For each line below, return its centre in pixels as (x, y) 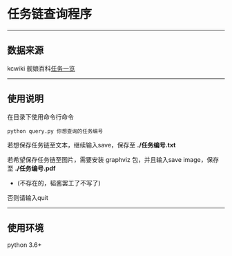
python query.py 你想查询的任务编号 (55, 131)
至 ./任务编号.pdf (31, 168)
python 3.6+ (25, 245)
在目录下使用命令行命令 (40, 117)
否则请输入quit (28, 197)
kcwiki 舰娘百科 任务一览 (41, 68)
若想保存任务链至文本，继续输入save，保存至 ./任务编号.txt (91, 145)
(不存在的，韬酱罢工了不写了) (59, 183)
